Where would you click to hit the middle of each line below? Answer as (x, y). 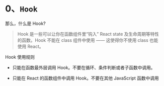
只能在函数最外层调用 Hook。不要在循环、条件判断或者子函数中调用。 (84, 67)
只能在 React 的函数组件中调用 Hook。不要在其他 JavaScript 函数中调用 (85, 78)
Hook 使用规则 (20, 57)
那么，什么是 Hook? (25, 23)
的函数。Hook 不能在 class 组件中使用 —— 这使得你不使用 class (83, 40)
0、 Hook (22, 9)
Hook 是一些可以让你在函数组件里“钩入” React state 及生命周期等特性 (88, 34)
